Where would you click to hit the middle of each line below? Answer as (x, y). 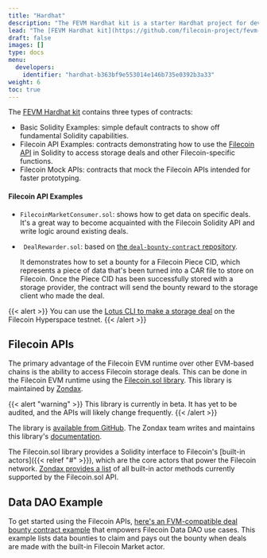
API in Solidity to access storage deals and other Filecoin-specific (128, 153)
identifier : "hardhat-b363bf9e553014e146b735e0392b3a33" (119, 75)
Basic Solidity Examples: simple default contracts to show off (120, 127)
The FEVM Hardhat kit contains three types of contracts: (101, 112)
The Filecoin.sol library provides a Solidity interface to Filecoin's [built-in (127, 452)
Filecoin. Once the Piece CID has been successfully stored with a (126, 278)
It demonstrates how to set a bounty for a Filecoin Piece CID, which (130, 262)
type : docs (26, 52)
